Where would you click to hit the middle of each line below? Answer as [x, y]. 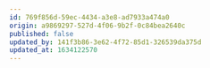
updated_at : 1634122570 [54, 50]
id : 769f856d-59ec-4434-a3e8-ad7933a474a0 [89, 17]
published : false [42, 34]
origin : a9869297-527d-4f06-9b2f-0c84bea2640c [97, 26]
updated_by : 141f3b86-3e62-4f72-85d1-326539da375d [105, 42]
